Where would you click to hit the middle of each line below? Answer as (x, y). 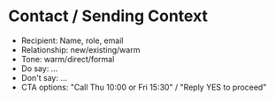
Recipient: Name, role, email (72, 40)
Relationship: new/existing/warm (80, 49)
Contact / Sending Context (108, 16)
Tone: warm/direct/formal (68, 59)
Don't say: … (44, 77)
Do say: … (39, 69)
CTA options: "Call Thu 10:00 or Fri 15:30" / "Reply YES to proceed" (144, 87)
